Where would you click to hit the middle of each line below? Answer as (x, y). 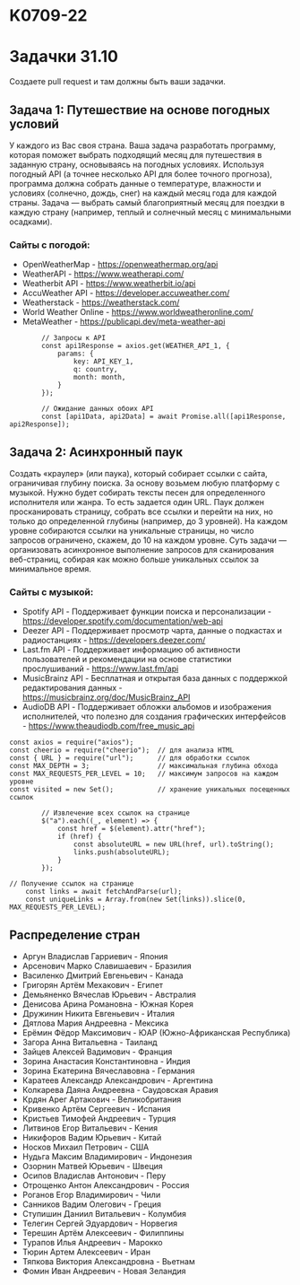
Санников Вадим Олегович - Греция (91, 1204)
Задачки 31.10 (64, 57)
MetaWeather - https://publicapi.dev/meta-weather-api (124, 322)
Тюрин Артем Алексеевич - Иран (86, 1252)
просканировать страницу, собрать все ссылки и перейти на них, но (141, 511)
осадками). (31, 222)
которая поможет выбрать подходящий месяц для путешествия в (136, 154)
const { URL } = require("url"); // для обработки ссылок (130, 758)
